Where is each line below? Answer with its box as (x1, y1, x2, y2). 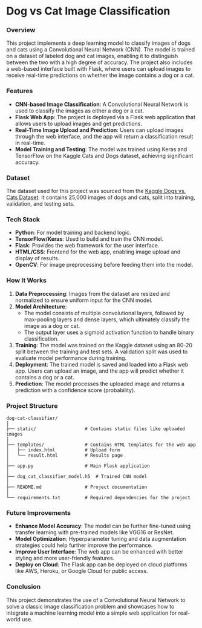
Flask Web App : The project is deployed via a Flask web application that (15, 113, 195, 120)
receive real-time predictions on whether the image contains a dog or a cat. (6, 71, 195, 79)
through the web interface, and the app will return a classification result (15, 132, 194, 140)
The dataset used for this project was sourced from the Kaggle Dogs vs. (6, 188, 186, 195)
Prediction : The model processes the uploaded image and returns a (15, 380, 184, 387)
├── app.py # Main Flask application (6, 463, 150, 469)
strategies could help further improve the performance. (15, 541, 153, 549)
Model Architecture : (15, 303, 67, 310)
